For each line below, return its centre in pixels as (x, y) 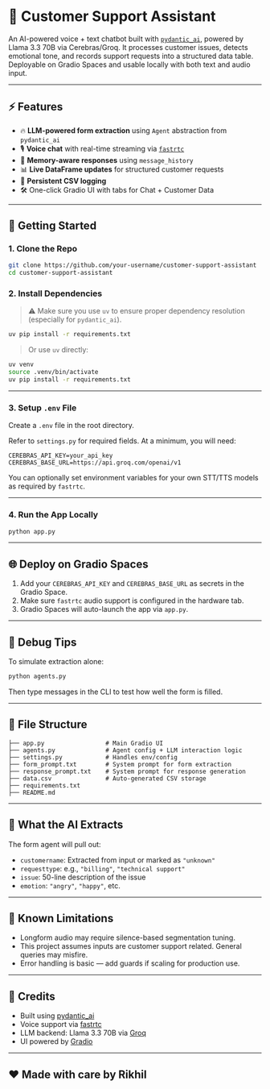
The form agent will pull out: (55, 844)
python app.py (32, 531)
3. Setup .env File (43, 408)
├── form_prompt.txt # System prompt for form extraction (120, 764)
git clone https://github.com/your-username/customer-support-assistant (133, 265)
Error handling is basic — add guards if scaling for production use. (130, 963)
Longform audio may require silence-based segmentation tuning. (127, 937)
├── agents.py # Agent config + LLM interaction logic (125, 750)
